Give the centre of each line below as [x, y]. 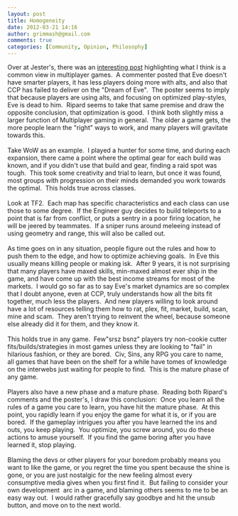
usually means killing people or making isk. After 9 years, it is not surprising [119, 263]
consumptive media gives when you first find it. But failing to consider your [118, 483]
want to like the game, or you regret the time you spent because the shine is [119, 467]
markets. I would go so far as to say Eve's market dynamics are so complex [118, 286]
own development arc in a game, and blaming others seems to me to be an [118, 490]
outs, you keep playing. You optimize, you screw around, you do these [111, 430]
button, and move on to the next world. [64, 505]
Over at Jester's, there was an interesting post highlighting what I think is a [117, 67]
